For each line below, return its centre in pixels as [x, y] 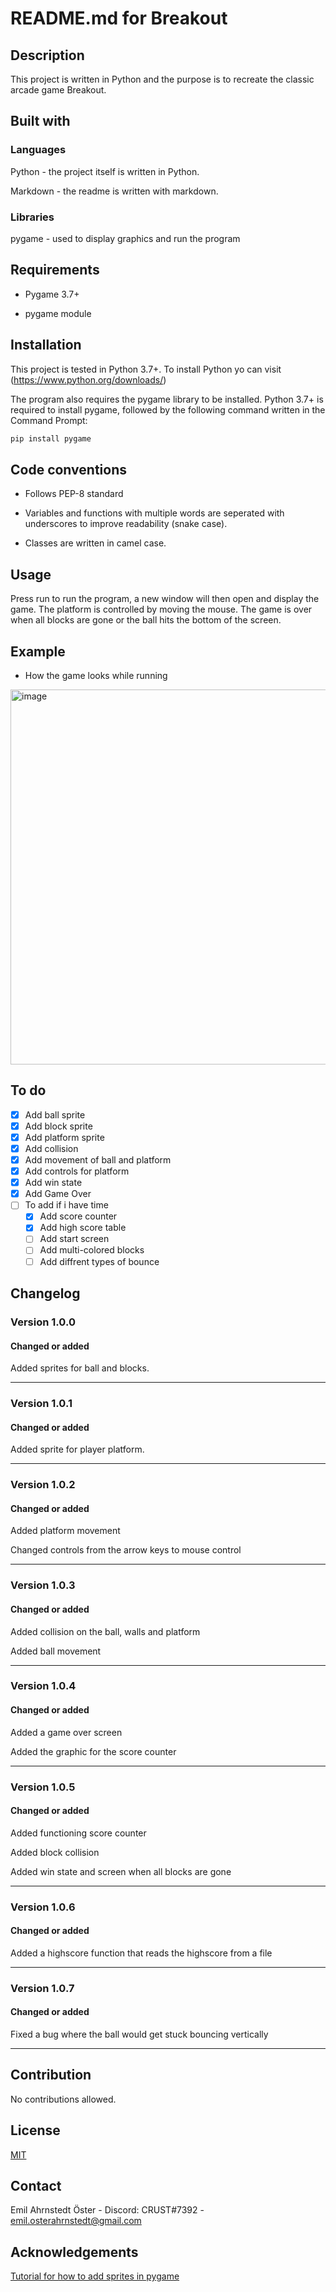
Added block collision [55, 1852]
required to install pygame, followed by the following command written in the [168, 409]
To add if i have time [66, 1205]
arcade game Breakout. [58, 90]
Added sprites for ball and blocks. [80, 1368]
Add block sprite [58, 1126]
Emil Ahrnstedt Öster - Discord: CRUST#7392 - [107, 2210]
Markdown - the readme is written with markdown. [114, 191]
